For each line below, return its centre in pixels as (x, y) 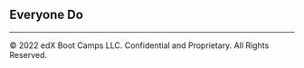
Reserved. (28, 54)
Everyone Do (47, 15)
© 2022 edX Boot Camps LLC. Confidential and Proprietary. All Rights (139, 45)
